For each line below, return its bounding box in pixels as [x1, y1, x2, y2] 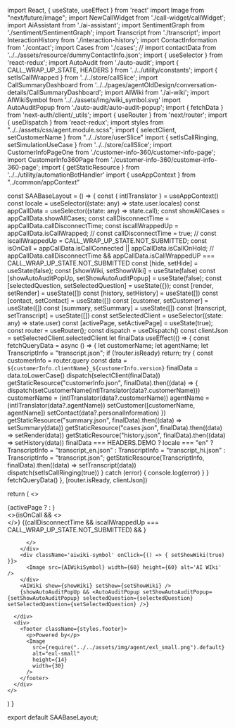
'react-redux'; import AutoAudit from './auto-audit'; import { [7, 58, 179, 66]
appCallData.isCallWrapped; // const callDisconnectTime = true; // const [7, 229, 217, 237]
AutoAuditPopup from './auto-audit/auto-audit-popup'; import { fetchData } [7, 103, 224, 111]
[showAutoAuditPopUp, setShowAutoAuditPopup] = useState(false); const [7, 274, 222, 282]
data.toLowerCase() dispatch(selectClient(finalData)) [7, 371, 160, 379]
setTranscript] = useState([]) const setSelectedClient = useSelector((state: [7, 311, 224, 320]
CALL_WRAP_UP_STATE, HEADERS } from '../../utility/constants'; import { [7, 66, 218, 74]
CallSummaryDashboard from [7, 81, 94, 89]
